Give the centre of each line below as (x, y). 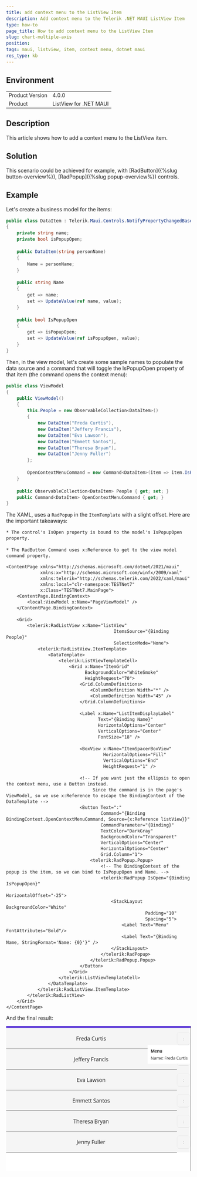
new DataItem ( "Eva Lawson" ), (73, 435)
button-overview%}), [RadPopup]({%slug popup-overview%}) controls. (93, 177)
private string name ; (43, 233)
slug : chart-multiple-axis (39, 37)
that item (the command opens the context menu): (67, 374)
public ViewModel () (40, 398)
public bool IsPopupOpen (47, 320)
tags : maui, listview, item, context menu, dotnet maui (76, 50)
